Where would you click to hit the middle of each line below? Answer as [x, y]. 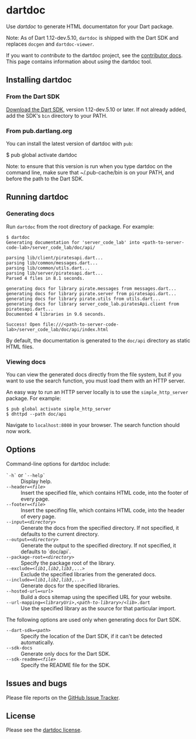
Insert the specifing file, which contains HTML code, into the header [103, 510]
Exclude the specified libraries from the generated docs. [89, 574]
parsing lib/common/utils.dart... [48, 268]
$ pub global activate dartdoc [42, 155]
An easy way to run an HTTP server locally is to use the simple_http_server [97, 392]
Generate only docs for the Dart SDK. [66, 654]
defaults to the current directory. [60, 534]
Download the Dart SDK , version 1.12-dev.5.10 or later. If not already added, [96, 110]
